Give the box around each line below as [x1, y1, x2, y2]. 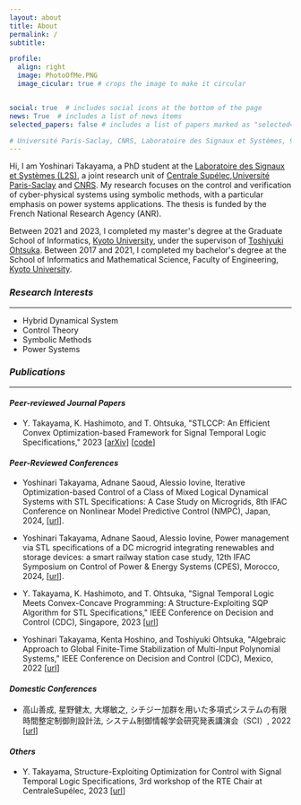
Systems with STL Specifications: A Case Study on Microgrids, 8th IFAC [21, 497, 288, 507]
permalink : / [9, 30, 58, 39]
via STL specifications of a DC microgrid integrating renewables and [21, 542, 275, 553]
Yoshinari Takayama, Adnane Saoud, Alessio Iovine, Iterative [21, 477, 245, 489]
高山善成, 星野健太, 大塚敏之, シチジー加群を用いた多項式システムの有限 [21, 705, 288, 715]
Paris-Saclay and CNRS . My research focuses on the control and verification [9, 180, 292, 191]
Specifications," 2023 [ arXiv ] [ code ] [21, 437, 156, 448]
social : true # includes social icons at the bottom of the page [9, 103, 262, 112]
